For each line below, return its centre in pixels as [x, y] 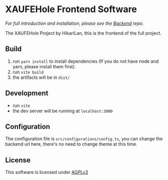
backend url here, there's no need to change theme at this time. [71, 144]
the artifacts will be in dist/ [41, 77]
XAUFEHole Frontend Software [71, 9]
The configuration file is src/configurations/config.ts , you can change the [84, 139]
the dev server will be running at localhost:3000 [63, 111]
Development [27, 93]
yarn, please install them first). [44, 66]
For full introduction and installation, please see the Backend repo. [74, 23]
